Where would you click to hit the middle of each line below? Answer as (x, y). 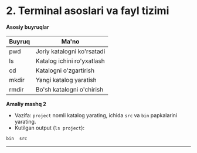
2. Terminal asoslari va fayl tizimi (88, 11)
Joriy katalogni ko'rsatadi (70, 51)
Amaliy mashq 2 (26, 104)
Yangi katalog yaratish (66, 80)
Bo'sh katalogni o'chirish (69, 89)
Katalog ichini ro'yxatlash (70, 61)
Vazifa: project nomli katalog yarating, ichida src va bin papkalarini (96, 115)
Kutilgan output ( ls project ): (50, 128)
